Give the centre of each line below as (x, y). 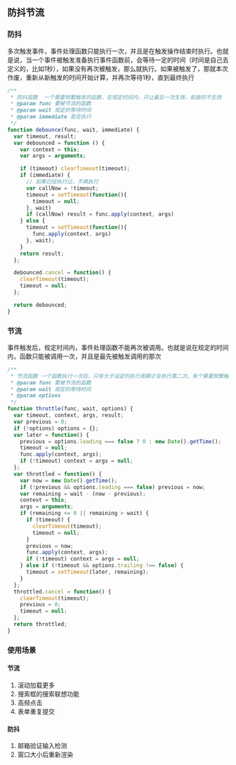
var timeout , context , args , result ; (69, 416)
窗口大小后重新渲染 (45, 754)
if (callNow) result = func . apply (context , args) (100, 214)
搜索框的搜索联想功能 (48, 693)
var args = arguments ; (53, 156)
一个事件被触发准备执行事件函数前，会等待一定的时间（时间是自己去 (130, 60)
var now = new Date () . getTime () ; (69, 480)
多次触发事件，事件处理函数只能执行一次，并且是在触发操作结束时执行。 (112, 51)
